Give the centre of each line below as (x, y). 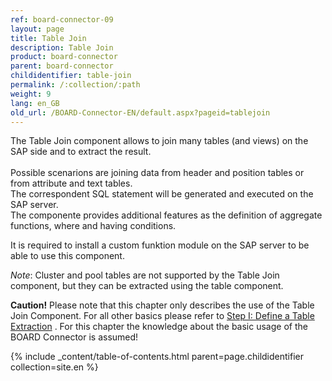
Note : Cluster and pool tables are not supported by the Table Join (145, 275)
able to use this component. (67, 256)
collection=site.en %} (54, 367)
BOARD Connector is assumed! (74, 337)
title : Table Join (48, 38)
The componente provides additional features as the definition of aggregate (166, 215)
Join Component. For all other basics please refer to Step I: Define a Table (162, 316)
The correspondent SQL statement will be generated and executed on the (162, 194)
